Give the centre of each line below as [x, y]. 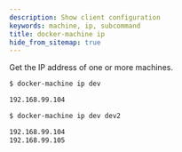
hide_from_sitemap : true [55, 42]
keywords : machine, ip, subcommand [75, 26]
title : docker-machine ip [57, 34]
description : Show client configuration [85, 17]
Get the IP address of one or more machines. [91, 68]
